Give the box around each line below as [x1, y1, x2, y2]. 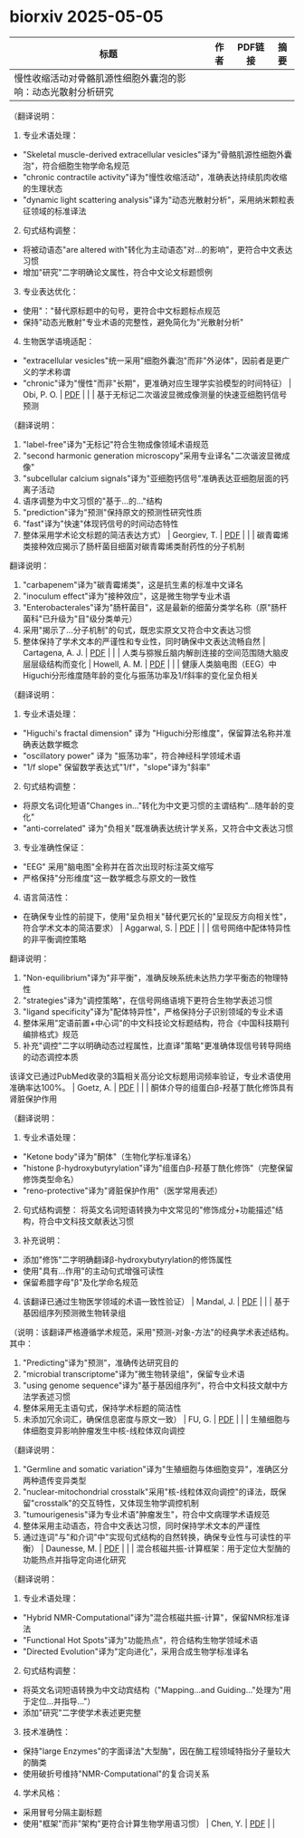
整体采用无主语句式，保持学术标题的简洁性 [22, 1402, 182, 1413]
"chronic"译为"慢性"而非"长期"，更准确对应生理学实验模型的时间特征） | [22, 378, 292, 389]
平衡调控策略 [38, 933, 87, 944]
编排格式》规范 [22, 1028, 79, 1039]
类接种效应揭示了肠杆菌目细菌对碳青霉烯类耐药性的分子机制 [22, 541, 245, 552]
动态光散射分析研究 [32, 85, 115, 98]
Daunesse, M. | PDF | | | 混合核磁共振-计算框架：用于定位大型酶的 [45, 1543, 291, 1554]
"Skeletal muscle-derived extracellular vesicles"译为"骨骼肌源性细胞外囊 [22, 149, 292, 159]
